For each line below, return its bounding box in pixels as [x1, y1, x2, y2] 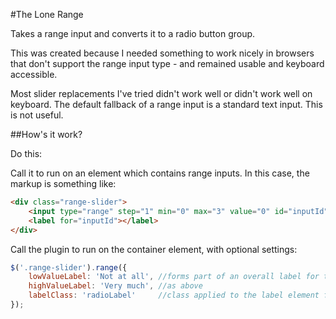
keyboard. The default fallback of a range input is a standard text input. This [10, 99, 323, 110]
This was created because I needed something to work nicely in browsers [10, 47, 315, 59]
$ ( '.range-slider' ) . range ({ [10, 262, 128, 273]
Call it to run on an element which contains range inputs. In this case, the [10, 167, 310, 179]
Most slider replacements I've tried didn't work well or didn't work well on [10, 88, 313, 99]
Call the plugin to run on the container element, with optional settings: [10, 243, 298, 255]
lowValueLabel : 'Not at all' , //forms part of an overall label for [28, 272, 320, 282]
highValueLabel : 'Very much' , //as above [28, 281, 203, 291]
